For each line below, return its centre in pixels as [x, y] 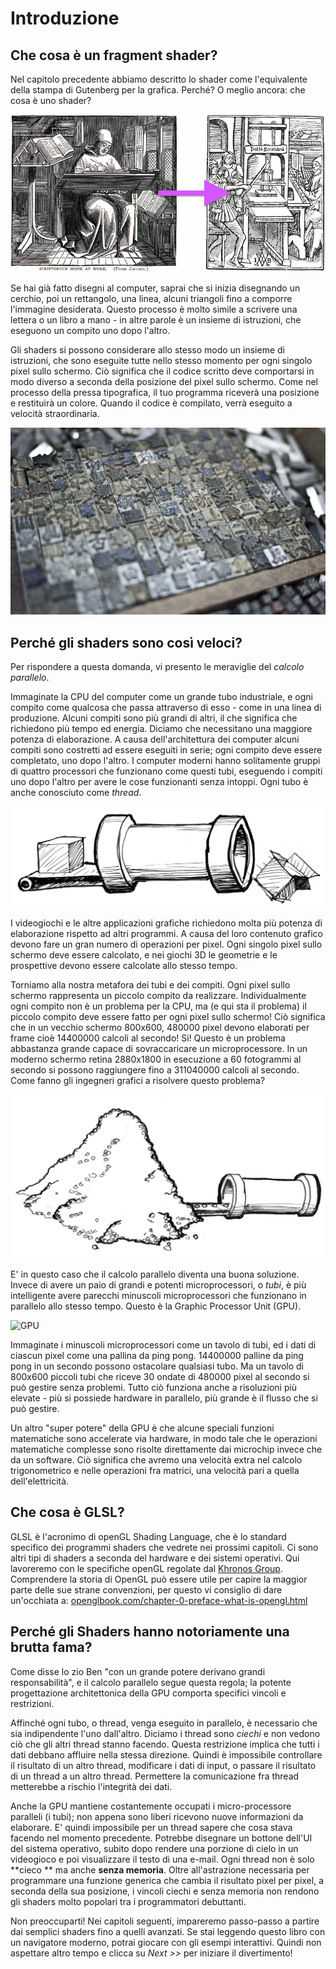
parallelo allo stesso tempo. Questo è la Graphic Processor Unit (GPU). [156, 1306]
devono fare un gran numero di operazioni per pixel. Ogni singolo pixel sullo [166, 944]
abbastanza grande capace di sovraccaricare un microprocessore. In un [159, 1049]
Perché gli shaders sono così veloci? [126, 642]
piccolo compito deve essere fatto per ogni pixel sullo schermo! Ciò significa [168, 1017]
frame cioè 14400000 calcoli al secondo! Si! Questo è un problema [148, 1038]
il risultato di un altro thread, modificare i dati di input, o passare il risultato [163, 1765]
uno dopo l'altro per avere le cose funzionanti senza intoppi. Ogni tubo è [159, 782]
